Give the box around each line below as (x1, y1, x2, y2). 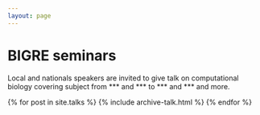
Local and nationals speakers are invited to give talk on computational (7, 73, 239, 83)
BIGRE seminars (7, 46, 117, 64)
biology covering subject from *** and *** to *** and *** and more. (7, 81, 230, 91)
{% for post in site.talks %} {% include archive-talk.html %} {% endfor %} (7, 97, 253, 107)
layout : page (7, 11, 52, 20)
